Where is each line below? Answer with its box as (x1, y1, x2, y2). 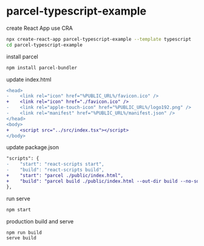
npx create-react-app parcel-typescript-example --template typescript (6, 36, 191, 42)
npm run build (6, 230, 42, 236)
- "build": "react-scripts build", (6, 167, 104, 173)
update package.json (6, 144, 59, 151)
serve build (6, 235, 36, 241)
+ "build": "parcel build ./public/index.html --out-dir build (6, 178, 178, 184)
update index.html (6, 76, 52, 83)
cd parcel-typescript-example (6, 41, 83, 48)
